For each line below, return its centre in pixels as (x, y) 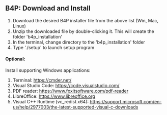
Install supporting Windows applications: (48, 70)
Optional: (15, 59)
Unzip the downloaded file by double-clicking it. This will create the (83, 31)
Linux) (19, 26)
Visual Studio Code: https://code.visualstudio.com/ (66, 86)
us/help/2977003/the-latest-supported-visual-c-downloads (75, 107)
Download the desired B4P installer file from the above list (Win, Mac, (86, 20)
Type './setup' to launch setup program (53, 47)
